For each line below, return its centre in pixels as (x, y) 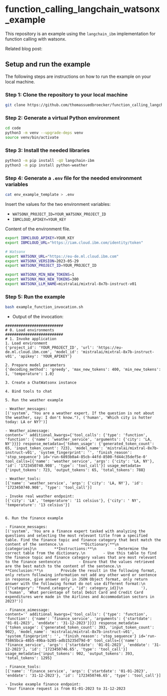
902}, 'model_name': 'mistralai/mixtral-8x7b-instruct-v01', (70, 632)
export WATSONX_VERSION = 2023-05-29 (42, 261)
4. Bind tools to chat (29, 391)
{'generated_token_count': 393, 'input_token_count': (97, 628)
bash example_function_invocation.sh (44, 307)
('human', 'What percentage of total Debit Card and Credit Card (74, 593)
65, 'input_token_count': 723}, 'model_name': (54, 448)
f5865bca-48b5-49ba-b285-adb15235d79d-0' (49, 641)
